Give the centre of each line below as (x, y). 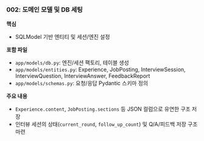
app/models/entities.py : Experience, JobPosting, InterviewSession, (100, 70)
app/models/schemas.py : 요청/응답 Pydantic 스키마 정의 (82, 83)
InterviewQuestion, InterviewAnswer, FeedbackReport (83, 76)
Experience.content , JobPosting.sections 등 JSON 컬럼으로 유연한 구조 (103, 109)
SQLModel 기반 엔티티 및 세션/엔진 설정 (62, 37)
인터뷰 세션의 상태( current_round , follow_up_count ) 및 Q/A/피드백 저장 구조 (106, 124)
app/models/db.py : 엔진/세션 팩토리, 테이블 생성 (72, 63)
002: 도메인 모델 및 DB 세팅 (45, 9)
